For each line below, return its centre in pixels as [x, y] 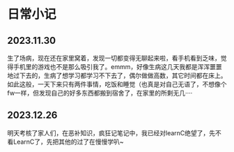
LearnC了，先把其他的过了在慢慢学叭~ [68, 142]
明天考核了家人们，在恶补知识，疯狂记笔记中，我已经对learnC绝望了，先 [111, 132]
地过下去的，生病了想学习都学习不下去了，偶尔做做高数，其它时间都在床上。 [117, 75]
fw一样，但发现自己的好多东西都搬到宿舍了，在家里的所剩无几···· [100, 93]
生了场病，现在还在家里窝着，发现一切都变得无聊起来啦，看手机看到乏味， [114, 58]
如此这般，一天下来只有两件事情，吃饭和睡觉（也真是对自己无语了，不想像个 [117, 84]
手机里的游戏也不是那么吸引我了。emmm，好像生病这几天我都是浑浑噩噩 [117, 67]
